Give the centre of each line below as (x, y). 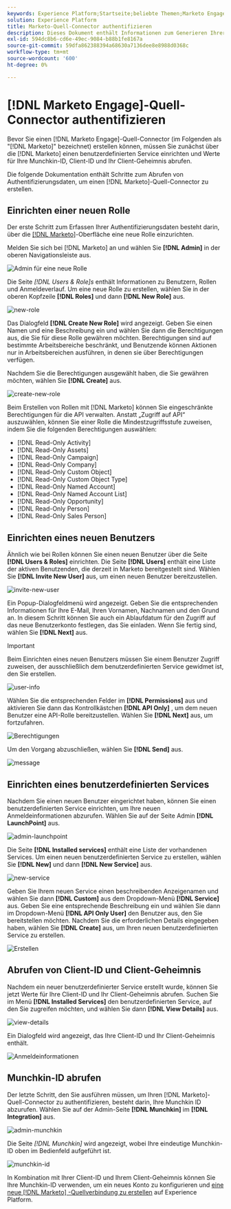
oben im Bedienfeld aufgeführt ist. (63, 1150)
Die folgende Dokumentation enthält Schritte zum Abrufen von (95, 174)
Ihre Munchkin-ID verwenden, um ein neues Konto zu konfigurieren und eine (115, 1185)
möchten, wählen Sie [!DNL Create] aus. (64, 381)
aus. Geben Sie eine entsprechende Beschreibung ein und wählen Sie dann (114, 906)
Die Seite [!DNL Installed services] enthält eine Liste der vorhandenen (107, 850)
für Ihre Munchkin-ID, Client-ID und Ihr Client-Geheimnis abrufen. (100, 161)
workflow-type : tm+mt (38, 52)
